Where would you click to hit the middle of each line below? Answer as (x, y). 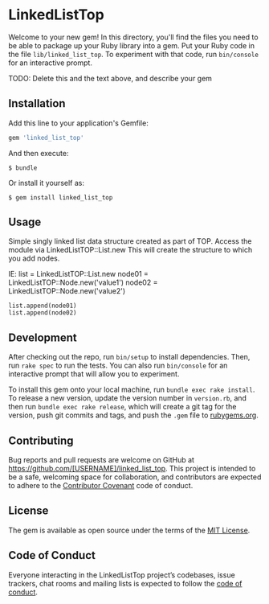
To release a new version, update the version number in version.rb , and (128, 398)
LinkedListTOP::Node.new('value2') (67, 291)
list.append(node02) (43, 313)
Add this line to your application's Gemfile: (78, 123)
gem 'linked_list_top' (46, 138)
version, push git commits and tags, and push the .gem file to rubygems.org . (134, 415)
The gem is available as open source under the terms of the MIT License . (129, 530)
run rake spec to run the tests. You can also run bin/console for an (118, 366)
